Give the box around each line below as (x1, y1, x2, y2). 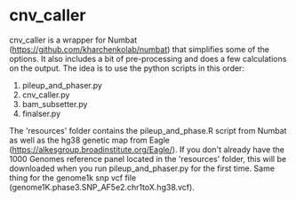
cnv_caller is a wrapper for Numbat (9, 35, 138, 45)
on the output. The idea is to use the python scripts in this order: (9, 63, 244, 73)
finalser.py (21, 108, 61, 119)
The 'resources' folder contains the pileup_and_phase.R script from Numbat (9, 125, 287, 135)
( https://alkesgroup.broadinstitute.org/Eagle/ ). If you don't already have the (9, 143, 284, 155)
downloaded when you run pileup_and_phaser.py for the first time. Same (9, 163, 276, 174)
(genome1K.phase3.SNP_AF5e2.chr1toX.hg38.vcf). (9, 182, 196, 192)
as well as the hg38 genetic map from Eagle (9, 135, 171, 145)
